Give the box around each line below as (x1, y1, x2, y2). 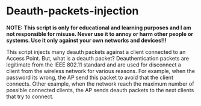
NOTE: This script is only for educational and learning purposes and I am (6, 24, 191, 31)
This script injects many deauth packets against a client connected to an (6, 48, 186, 55)
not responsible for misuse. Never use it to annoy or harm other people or (6, 30, 194, 37)
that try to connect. (6, 93, 54, 100)
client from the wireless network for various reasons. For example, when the (6, 67, 196, 74)
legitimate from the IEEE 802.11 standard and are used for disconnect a (6, 61, 182, 68)
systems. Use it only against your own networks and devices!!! (6, 37, 167, 44)
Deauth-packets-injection (6, 4, 139, 18)
